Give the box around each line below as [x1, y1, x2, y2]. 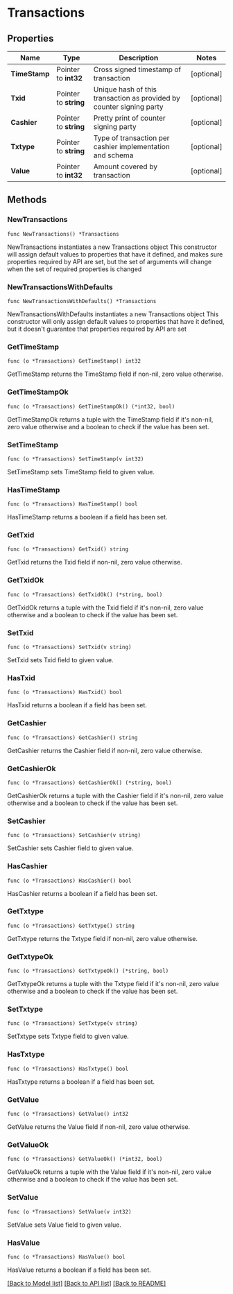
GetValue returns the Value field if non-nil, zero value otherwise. [7, 1123, 191, 1131]
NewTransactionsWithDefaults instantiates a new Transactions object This [7, 310, 219, 318]
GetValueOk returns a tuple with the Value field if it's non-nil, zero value [7, 1168, 212, 1176]
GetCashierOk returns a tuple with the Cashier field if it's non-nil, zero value [7, 791, 224, 800]
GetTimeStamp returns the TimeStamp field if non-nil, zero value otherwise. [7, 370, 224, 379]
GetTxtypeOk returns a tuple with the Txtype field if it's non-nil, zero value [7, 980, 220, 988]
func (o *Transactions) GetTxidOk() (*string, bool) [7, 591, 163, 598]
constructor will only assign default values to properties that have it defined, [7, 317, 225, 325]
